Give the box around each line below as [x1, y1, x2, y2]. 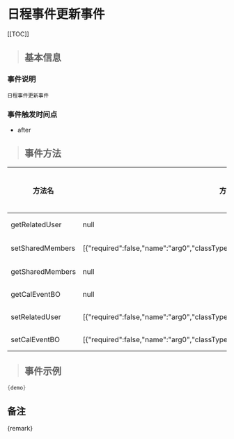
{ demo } [7, 384, 26, 391]
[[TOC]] [7, 29, 29, 38]
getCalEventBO [10, 289, 61, 299]
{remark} [7, 424, 33, 433]
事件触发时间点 [7, 109, 58, 119]
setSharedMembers [10, 243, 75, 253]
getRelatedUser [10, 219, 62, 229]
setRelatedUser [10, 311, 61, 321]
